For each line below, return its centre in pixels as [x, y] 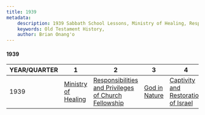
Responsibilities [116, 80]
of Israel [182, 103]
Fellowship [108, 103]
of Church [107, 96]
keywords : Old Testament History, [61, 29]
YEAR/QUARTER [34, 70]
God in [154, 88]
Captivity [182, 80]
